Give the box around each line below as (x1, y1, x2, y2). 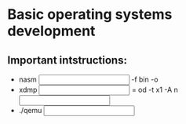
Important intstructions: (7, 53, 127, 67)
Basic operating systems (7, 5, 173, 24)
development (7, 22, 96, 40)
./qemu (18, 106, 42, 115)
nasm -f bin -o (18, 75, 159, 84)
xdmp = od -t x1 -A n (18, 85, 178, 94)
